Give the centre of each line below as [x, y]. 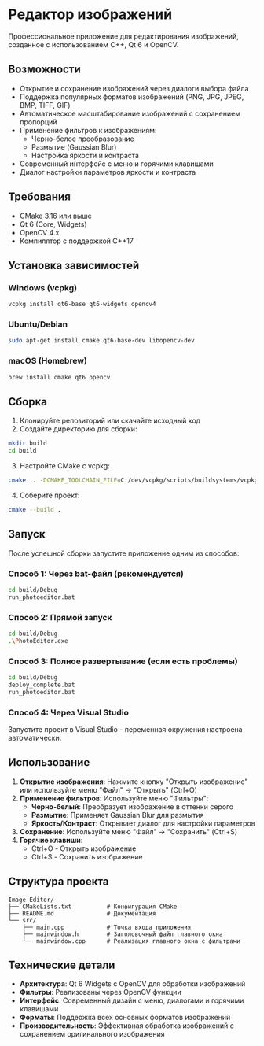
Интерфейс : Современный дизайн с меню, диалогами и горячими [132, 1000]
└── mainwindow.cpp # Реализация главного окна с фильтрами [132, 941]
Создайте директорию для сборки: [78, 429]
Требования [39, 197]
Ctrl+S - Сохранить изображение [87, 856]
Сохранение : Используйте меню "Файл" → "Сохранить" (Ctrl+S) [128, 831]
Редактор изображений [90, 15]
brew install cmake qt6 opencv [59, 377]
